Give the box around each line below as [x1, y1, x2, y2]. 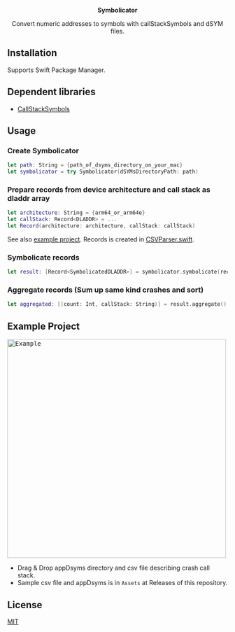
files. [111, 27, 124, 35]
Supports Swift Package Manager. [7, 66, 106, 74]
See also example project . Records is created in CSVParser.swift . [7, 234, 194, 244]
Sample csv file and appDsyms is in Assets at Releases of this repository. [17, 579, 228, 587]
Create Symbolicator [7, 146, 79, 155]
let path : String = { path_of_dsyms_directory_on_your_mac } [7, 162, 183, 169]
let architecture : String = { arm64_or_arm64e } [7, 209, 145, 216]
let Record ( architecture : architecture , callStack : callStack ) [7, 223, 196, 230]
